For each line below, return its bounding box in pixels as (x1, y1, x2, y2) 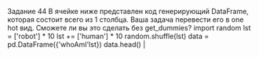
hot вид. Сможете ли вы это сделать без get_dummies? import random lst (7, 23, 251, 32)
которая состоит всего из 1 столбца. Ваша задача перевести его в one (7, 15, 244, 24)
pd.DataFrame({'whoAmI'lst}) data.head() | (7, 40, 146, 49)
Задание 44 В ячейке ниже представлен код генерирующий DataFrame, (7, 7, 249, 16)
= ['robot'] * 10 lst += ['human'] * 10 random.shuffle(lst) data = (7, 31, 210, 41)
